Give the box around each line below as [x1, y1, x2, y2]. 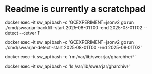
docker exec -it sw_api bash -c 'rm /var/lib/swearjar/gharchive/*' [5, 54, 136, 59]
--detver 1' [19, 30, 41, 36]
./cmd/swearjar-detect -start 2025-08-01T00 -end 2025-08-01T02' [5, 44, 142, 50]
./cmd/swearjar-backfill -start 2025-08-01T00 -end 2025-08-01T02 [5, 24, 143, 30]
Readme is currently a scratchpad [5, 3, 146, 15]
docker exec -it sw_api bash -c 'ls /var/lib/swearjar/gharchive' [5, 63, 130, 69]
